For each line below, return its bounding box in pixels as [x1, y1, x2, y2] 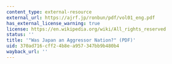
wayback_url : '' [6, 49, 48, 55]
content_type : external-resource [6, 9, 92, 15]
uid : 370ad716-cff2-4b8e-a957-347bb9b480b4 [6, 43, 120, 49]
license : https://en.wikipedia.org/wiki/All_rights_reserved [6, 26, 166, 32]
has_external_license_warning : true [6, 20, 100, 26]
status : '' [6, 32, 34, 38]
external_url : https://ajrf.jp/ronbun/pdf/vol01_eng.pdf [6, 15, 155, 21]
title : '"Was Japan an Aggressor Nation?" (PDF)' [6, 37, 136, 43]
